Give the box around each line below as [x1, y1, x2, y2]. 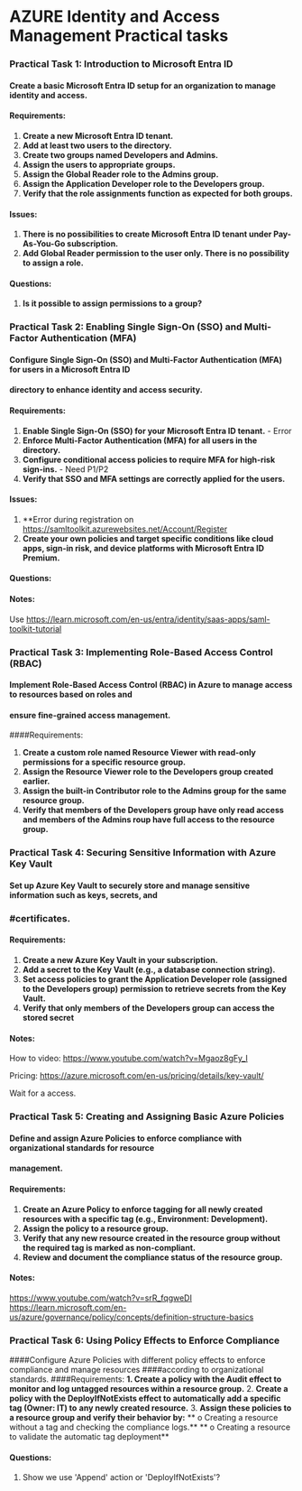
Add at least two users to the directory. [22, 140, 172, 151]
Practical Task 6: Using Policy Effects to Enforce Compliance [9, 1334, 280, 1347]
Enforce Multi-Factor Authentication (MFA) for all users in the [22, 435, 258, 446]
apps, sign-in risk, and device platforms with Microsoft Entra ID [22, 542, 264, 553]
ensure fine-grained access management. [9, 709, 171, 720]
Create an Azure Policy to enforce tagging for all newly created [22, 1203, 263, 1215]
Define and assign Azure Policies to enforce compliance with [9, 1133, 243, 1144]
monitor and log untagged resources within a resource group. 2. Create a [9, 1384, 288, 1394]
